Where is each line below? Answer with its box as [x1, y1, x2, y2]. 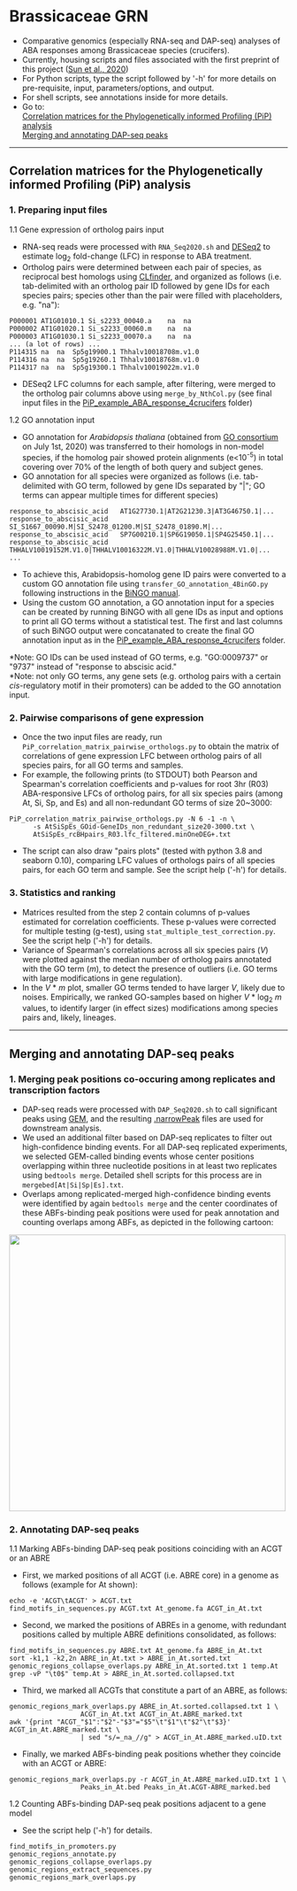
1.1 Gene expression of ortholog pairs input [9, 224, 164, 235]
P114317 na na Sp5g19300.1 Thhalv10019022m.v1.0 [9, 363, 200, 373]
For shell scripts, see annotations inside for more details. [21, 91, 228, 103]
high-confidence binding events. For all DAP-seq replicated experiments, [21, 1142, 288, 1153]
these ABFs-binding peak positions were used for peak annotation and [21, 1208, 280, 1218]
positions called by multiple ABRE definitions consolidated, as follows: [21, 1629, 277, 1640]
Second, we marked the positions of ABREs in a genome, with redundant [21, 1620, 287, 1631]
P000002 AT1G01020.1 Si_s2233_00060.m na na [9, 325, 192, 334]
